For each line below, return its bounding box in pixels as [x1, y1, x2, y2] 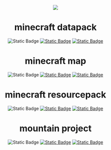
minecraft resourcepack [4, 89, 107, 100]
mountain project [19, 123, 92, 134]
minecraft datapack [14, 22, 97, 33]
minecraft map [25, 55, 86, 67]
